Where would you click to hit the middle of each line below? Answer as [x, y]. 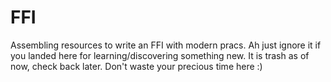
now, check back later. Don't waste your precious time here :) [136, 66]
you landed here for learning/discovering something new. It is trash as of [160, 55]
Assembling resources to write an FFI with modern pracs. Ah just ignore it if [166, 45]
